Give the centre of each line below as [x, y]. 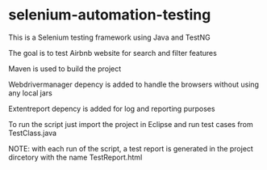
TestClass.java [33, 133]
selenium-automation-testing [110, 15]
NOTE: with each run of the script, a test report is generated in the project [131, 148]
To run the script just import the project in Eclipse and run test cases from [131, 124]
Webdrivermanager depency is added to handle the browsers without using [134, 84]
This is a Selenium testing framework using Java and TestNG [110, 37]
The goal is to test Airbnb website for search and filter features [113, 53]
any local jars [30, 93]
